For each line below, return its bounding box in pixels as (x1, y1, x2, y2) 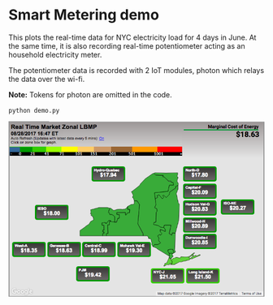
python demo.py (8, 106, 60, 114)
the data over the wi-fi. (8, 74, 85, 84)
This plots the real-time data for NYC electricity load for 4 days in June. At (8, 32, 257, 42)
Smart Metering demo (8, 6, 160, 24)
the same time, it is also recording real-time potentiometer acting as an (8, 41, 245, 50)
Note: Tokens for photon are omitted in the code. (8, 89, 172, 99)
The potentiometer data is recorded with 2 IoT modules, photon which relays (8, 65, 265, 75)
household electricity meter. (8, 49, 102, 59)
